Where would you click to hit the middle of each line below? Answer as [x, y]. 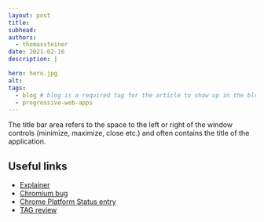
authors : [22, 37]
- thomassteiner [42, 45]
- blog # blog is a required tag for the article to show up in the [130, 95]
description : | [33, 60]
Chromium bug [44, 194]
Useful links [38, 166]
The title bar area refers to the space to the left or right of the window [121, 125]
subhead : [22, 30]
